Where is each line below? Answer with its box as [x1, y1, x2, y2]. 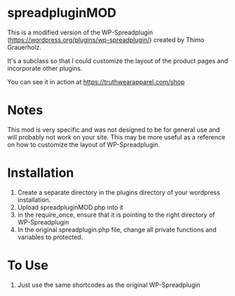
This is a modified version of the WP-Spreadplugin [7, 28, 153, 36]
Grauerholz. [7, 43, 42, 51]
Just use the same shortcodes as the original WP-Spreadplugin [17, 281, 201, 289]
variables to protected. [17, 233, 83, 241]
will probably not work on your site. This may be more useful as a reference [7, 133, 226, 141]
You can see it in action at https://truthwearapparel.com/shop [7, 77, 185, 86]
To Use [7, 257, 49, 273]
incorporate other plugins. [7, 64, 83, 72]
